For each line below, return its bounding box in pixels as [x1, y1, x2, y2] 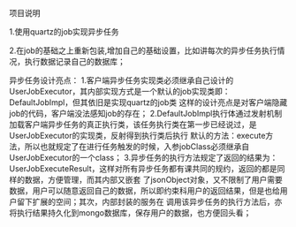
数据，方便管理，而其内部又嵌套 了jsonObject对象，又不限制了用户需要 [24, 175, 283, 185]
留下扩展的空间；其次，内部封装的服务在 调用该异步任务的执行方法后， [16, 197, 275, 207]
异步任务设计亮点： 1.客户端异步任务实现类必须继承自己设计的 [9, 75, 234, 86]
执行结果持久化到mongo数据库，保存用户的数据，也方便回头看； [16, 208, 252, 218]
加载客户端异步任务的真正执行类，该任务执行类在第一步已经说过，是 [9, 119, 257, 130]
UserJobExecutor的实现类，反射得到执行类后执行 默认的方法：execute [9, 131, 266, 140]
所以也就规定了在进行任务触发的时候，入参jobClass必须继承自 [24, 141, 250, 152]
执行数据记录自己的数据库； [24, 57, 125, 66]
